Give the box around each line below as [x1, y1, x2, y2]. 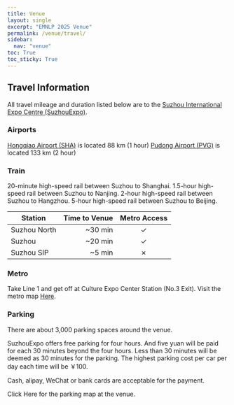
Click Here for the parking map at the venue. [7, 390, 136, 398]
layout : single [7, 17, 52, 24]
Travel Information [7, 82, 90, 94]
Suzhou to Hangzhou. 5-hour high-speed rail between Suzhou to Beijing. [7, 197, 218, 205]
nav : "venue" [13, 43, 52, 50]
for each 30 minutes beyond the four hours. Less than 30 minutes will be [7, 346, 217, 355]
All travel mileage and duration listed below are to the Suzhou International [7, 100, 222, 108]
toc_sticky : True [7, 56, 58, 63]
